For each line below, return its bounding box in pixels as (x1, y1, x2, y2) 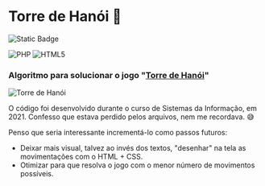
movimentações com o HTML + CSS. (19, 152, 143, 162)
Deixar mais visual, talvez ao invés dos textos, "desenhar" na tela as (19, 143, 246, 153)
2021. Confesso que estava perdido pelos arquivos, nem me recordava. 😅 (8, 112, 255, 122)
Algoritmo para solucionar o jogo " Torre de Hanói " (8, 69, 209, 81)
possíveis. (19, 169, 54, 179)
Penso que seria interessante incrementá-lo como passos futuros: (8, 128, 228, 138)
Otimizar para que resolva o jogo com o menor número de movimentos (19, 160, 255, 170)
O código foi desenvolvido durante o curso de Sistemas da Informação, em (8, 104, 258, 114)
